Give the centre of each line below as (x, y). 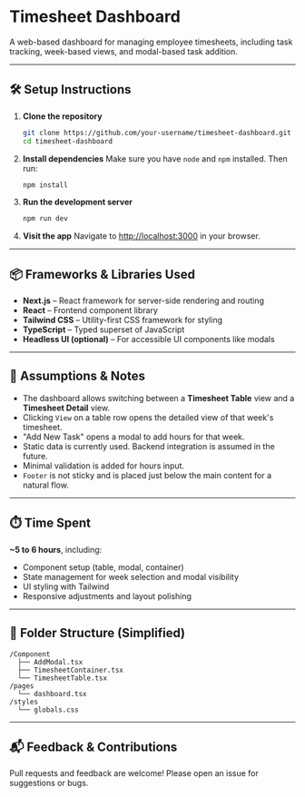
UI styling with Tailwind (66, 586)
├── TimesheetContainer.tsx (71, 670)
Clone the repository (62, 116)
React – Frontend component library (90, 310)
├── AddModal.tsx (50, 662)
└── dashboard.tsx (53, 694)
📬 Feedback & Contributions (93, 747)
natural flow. (46, 485)
